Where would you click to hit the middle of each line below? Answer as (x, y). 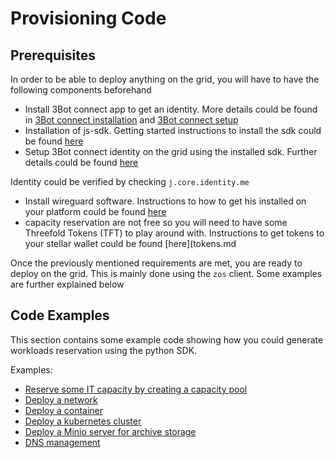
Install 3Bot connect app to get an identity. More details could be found (171, 109)
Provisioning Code (88, 18)
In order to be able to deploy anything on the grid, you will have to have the (165, 79)
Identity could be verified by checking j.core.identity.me (130, 181)
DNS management (62, 442)
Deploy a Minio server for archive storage (110, 431)
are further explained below (67, 284)
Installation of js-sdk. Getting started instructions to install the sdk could (173, 130)
